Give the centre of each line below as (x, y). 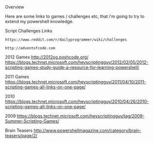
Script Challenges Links (29, 31)
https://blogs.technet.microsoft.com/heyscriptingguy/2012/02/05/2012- (77, 62)
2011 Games (17, 77)
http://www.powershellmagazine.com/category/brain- (88, 130)
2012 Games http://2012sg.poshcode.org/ (47, 57)
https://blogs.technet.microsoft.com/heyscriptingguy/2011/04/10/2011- (76, 82)
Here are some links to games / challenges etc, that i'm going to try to (75, 16)
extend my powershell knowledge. (39, 21)
